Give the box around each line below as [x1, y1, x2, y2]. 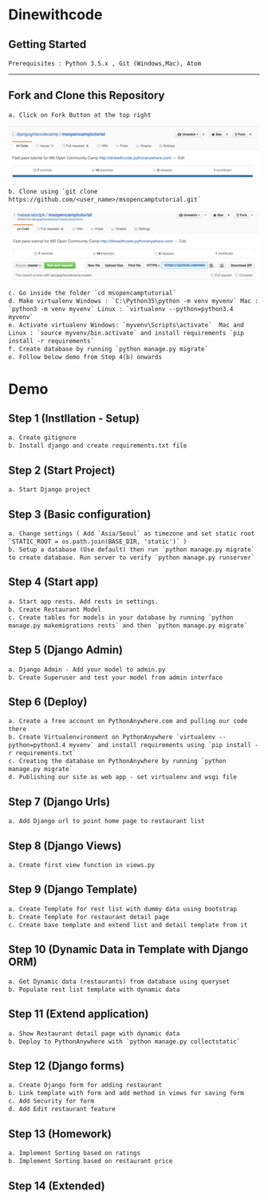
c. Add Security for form [8, 1098, 94, 1106]
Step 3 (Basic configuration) [8, 507, 152, 521]
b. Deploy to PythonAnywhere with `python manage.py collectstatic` [8, 1038, 241, 1046]
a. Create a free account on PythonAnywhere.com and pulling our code [8, 718, 248, 726]
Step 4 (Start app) [8, 575, 99, 589]
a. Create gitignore [8, 434, 77, 442]
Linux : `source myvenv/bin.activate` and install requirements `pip [8, 330, 245, 338]
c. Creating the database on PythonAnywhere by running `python [8, 758, 227, 766]
